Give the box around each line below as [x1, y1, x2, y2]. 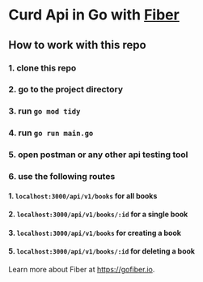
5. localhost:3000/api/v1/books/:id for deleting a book [8, 246, 196, 256]
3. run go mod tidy [8, 105, 81, 117]
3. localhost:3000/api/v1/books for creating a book [8, 228, 182, 237]
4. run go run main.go [8, 127, 94, 139]
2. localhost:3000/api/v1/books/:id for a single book [8, 209, 188, 220]
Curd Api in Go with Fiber [8, 6, 180, 24]
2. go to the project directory [8, 83, 124, 95]
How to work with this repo [8, 38, 147, 52]
